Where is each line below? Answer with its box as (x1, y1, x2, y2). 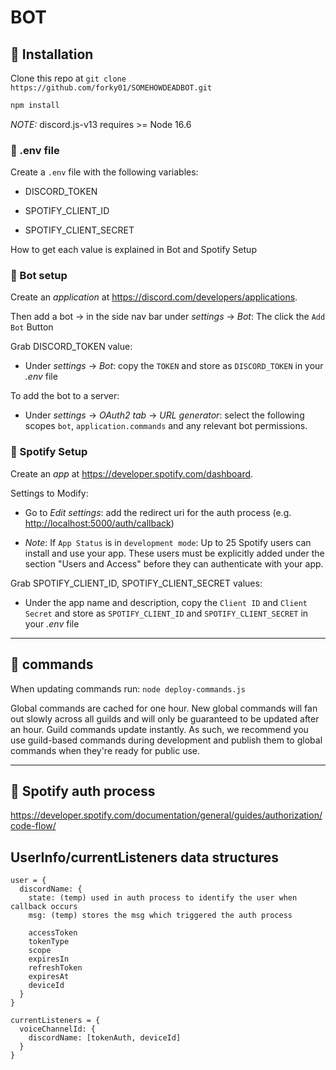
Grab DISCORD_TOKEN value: (10, 341, 133, 353)
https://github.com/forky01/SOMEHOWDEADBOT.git (10, 83, 213, 93)
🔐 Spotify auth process (10, 782, 156, 800)
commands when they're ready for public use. (10, 744, 201, 756)
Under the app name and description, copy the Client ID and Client (24, 596, 308, 608)
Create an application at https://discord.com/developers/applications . (10, 291, 298, 303)
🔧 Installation (10, 46, 94, 63)
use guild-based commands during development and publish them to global (10, 734, 323, 746)
